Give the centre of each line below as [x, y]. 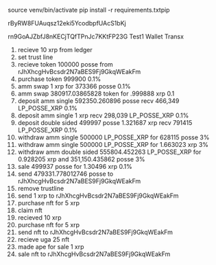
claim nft [30, 210]
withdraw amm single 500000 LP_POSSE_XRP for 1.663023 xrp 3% [113, 145]
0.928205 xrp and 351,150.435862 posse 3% [82, 159]
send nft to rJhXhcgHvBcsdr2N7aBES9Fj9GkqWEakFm [95, 232]
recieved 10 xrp [39, 218]
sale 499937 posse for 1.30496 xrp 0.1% [75, 166]
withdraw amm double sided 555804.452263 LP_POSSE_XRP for [109, 152]
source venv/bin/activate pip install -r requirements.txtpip [89, 10]
